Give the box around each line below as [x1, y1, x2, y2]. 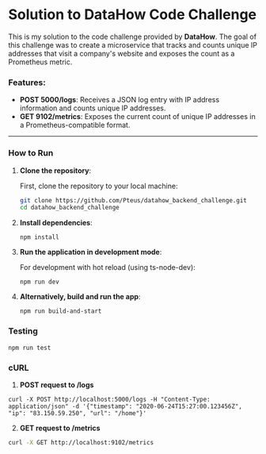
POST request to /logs [19, 379, 94, 390]
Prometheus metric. [8, 57, 73, 67]
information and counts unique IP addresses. [19, 103, 166, 113]
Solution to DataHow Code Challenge [8, 6, 257, 24]
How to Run [8, 148, 54, 159]
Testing [8, 325, 38, 337]
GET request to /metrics [19, 423, 101, 433]
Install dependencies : [19, 218, 93, 228]
